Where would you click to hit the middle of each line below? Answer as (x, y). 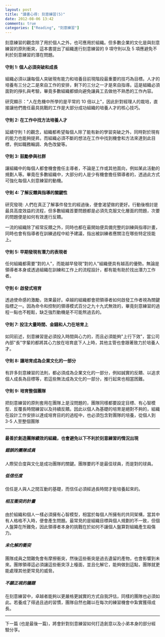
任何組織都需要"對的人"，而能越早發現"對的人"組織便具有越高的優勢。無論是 (82, 264)
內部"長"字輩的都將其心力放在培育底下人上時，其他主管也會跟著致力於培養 (80, 342)
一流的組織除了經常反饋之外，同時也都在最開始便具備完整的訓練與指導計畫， (82, 227)
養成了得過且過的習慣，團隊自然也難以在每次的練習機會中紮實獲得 (84, 603)
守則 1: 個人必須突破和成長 (31, 67)
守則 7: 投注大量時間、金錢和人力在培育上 (47, 324)
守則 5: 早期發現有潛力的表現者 (36, 252)
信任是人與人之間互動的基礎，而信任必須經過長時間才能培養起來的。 (74, 489)
